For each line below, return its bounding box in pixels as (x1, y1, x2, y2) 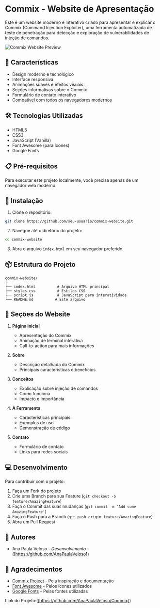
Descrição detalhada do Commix (19, 361, 85, 367)
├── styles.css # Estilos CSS (5, 288, 86, 293)
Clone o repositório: (12, 209, 52, 215)
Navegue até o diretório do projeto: (12, 228, 82, 234)
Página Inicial (12, 323, 40, 329)
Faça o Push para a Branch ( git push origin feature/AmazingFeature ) (12, 514, 153, 520)
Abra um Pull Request (12, 519, 56, 525)
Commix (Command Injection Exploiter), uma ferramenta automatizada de (5, 24, 152, 30)
